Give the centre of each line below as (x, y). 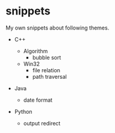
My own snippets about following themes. (57, 28)
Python (23, 111)
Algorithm (36, 51)
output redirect (42, 123)
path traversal (49, 76)
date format (38, 100)
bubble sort (47, 57)
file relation (46, 70)
